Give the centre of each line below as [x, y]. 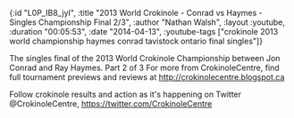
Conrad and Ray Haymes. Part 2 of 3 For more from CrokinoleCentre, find [144, 67]
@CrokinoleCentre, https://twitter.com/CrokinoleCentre [111, 104]
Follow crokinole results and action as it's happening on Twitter [126, 94]
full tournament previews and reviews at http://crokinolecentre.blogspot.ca [147, 77]
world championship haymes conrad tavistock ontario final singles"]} [136, 41]
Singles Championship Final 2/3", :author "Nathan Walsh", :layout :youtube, [147, 22]
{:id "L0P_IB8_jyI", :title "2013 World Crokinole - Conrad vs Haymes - [136, 13]
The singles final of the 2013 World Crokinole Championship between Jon [145, 58]
